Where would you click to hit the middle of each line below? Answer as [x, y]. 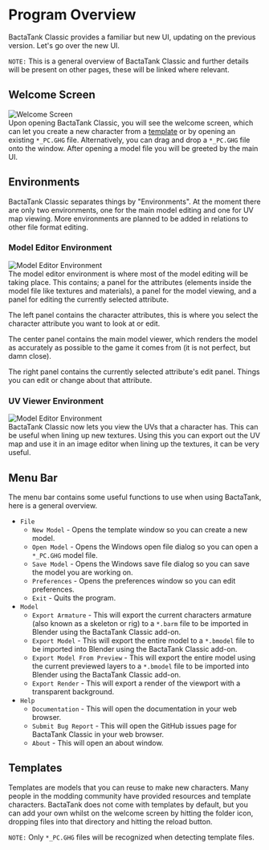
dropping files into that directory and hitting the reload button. [110, 821]
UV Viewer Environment [56, 401]
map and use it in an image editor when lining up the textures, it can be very [134, 444]
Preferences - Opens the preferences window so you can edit [134, 580]
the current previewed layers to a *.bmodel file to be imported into [141, 666]
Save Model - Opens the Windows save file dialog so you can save [141, 563]
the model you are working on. [83, 572]
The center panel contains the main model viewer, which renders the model [133, 339]
